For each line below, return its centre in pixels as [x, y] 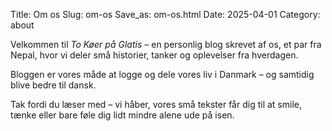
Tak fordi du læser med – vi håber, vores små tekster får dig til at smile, [156, 104]
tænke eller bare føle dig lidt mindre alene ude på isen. [122, 115]
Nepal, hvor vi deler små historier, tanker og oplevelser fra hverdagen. [154, 55]
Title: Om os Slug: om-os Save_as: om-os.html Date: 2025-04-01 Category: [165, 14]
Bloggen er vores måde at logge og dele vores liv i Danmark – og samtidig [162, 74]
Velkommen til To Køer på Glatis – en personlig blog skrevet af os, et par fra [166, 44]
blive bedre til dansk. [53, 85]
